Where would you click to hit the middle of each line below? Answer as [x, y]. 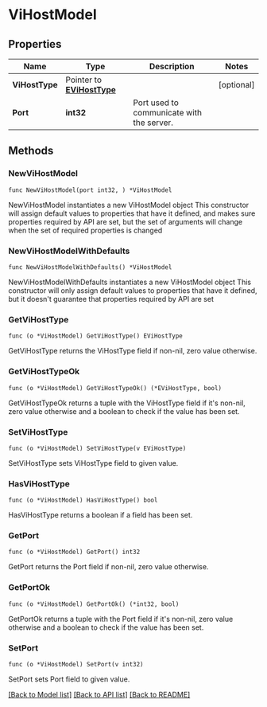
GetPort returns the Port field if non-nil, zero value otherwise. [108, 567]
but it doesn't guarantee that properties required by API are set [111, 299]
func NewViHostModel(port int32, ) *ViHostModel [90, 190]
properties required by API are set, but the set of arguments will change [126, 221]
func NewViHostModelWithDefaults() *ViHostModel [90, 267]
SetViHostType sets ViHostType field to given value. [93, 463]
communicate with [168, 113]
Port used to [156, 103]
